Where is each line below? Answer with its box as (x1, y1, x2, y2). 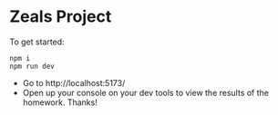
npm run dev (9, 62, 55, 71)
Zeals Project (9, 6, 112, 27)
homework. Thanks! (22, 97, 98, 108)
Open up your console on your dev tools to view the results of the (22, 87, 270, 98)
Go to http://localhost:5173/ (22, 77, 126, 88)
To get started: (9, 36, 66, 47)
